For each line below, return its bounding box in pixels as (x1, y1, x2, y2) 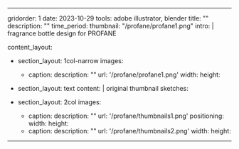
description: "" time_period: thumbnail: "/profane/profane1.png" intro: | (7, 22, 215, 30)
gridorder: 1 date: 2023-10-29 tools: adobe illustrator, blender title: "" (7, 14, 209, 22)
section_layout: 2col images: (17, 98, 102, 106)
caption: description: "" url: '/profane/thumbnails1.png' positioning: (28, 111, 224, 120)
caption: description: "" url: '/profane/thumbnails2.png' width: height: (28, 127, 231, 135)
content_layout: (7, 43, 53, 51)
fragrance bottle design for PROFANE (7, 29, 117, 38)
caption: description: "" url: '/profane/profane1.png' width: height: (28, 70, 221, 79)
